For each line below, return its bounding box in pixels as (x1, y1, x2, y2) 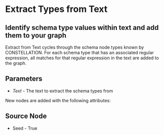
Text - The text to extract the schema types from (12, 88, 113, 94)
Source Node (5, 112, 47, 121)
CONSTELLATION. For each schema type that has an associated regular (5, 50, 154, 55)
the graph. (5, 60, 27, 66)
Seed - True (12, 125, 38, 131)
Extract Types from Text (5, 3, 108, 15)
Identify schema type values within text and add (5, 23, 159, 32)
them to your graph (5, 31, 67, 39)
